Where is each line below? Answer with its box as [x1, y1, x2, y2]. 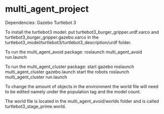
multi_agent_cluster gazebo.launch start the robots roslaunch [5, 68, 130, 74]
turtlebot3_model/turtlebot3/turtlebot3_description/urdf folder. [5, 39, 132, 45]
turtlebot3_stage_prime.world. [5, 103, 66, 109]
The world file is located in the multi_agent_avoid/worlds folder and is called [5, 98, 159, 104]
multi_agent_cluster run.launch [5, 74, 67, 80]
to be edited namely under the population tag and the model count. [5, 89, 141, 94]
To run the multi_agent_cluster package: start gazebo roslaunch [5, 64, 134, 69]
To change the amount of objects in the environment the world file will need [5, 83, 159, 89]
